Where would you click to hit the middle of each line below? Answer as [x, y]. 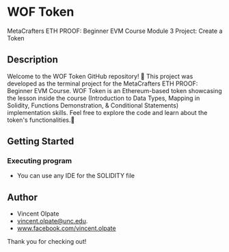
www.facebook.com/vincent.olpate [66, 228]
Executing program [40, 161]
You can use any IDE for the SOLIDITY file [76, 176]
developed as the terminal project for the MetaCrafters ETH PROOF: [103, 84]
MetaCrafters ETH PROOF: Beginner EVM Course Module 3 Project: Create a [115, 31]
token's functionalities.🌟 [41, 120]
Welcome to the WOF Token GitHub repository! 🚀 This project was [100, 76]
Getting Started [41, 141]
